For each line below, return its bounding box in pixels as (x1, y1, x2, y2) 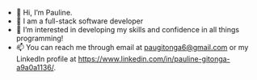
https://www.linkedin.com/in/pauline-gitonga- (78, 54, 230, 64)
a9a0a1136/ (15, 63, 54, 72)
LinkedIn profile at (15, 54, 77, 64)
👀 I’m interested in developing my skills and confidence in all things (15, 25, 240, 34)
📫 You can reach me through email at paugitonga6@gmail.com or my (15, 43, 249, 52)
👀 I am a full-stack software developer (15, 16, 144, 26)
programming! (15, 33, 64, 43)
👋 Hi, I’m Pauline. (15, 8, 73, 17)
